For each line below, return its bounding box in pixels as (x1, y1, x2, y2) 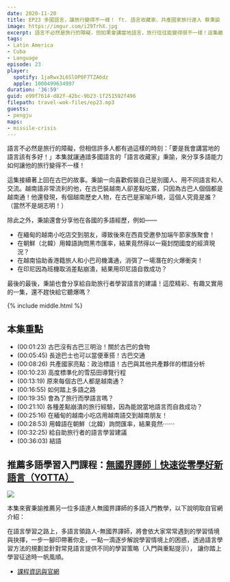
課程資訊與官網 (16, 568, 60, 575)
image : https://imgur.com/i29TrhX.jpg (7, 23, 118, 29)
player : (7, 67, 29, 74)
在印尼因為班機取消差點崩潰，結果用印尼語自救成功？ (16, 265, 168, 273)
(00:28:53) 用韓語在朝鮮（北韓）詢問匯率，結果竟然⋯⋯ (16, 420, 175, 428)
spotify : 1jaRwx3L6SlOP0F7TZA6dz (13, 73, 109, 81)
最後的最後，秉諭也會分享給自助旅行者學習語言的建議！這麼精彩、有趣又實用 (7, 279, 223, 288)
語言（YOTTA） (7, 472, 74, 483)
